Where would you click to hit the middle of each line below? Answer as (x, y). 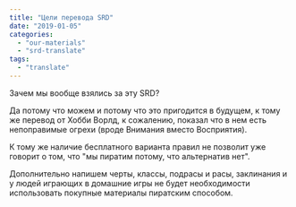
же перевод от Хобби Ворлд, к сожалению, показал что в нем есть (138, 120)
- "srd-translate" (52, 51)
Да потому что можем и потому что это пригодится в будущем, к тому (145, 110)
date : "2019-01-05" (46, 26)
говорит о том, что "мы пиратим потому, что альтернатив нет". (130, 156)
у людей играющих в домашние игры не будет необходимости (130, 183)
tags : (19, 59)
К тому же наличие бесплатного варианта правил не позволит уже (138, 147)
